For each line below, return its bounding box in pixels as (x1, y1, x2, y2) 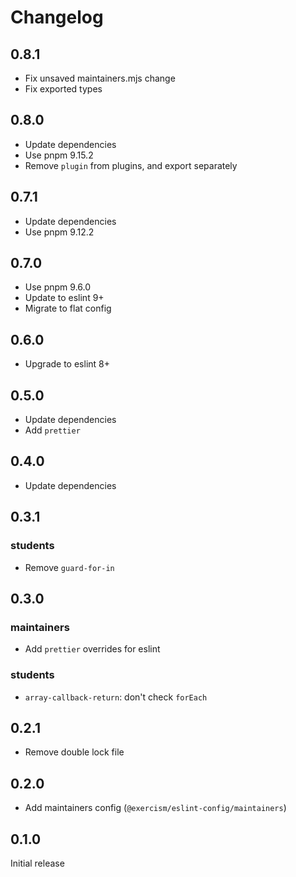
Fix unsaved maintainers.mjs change (24, 72, 176, 84)
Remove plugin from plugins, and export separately (24, 159, 238, 171)
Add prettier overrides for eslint (24, 643, 161, 655)
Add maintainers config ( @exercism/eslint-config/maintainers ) (24, 802, 287, 814)
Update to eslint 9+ (24, 292, 105, 304)
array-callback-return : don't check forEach (24, 691, 208, 703)
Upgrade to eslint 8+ (24, 358, 110, 370)
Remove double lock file (24, 746, 125, 758)
